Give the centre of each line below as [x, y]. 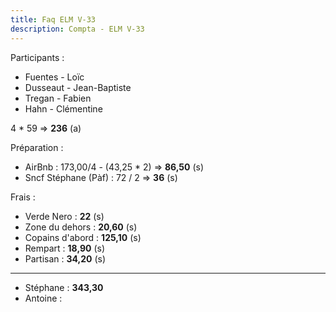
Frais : [23, 197]
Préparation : [37, 147]
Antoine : [43, 298]
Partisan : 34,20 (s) [65, 258]
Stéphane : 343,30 [64, 287]
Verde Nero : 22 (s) [64, 216]
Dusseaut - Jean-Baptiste [78, 87]
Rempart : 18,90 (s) [65, 248]
